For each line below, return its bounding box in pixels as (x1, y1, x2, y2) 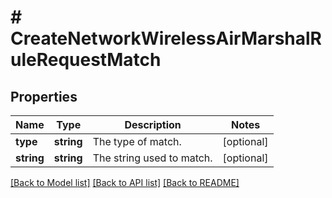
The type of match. (92, 135, 182, 148)
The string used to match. (92, 151, 213, 165)
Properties (10, 88, 78, 105)
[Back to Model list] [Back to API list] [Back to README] (10, 177, 240, 188)
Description (124, 118, 182, 131)
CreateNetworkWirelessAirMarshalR (10, 27, 322, 50)
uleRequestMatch (10, 49, 162, 71)
